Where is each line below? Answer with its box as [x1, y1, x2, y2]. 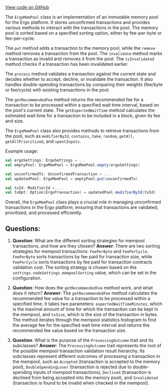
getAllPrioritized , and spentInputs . [5, 138, 81, 144]
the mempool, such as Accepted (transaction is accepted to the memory [12, 359, 160, 365]
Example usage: [5, 148, 39, 154]
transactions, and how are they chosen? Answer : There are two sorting [12, 243, 160, 249]
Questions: [5, 224, 41, 233]
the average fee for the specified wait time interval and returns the [12, 322, 150, 328]
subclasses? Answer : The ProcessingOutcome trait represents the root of [12, 343, 161, 349]
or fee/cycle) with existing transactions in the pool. [5, 87, 110, 92]
